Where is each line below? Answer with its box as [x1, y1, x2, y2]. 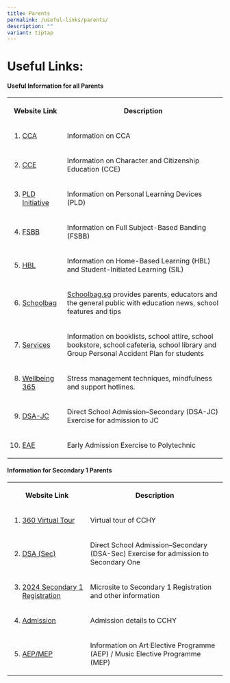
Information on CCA [66, 131, 131, 141]
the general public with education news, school [66, 298, 219, 307]
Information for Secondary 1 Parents [7, 466, 112, 475]
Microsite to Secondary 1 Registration [90, 582, 212, 592]
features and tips [66, 307, 122, 316]
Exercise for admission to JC [66, 416, 159, 425]
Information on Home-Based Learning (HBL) [66, 256, 211, 265]
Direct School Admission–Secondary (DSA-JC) [66, 407, 219, 416]
